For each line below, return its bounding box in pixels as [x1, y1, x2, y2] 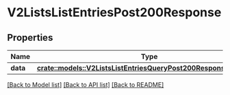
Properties [7, 32, 53, 43]
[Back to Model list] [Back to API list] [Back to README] [7, 81, 164, 89]
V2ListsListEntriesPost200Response [7, 5, 222, 20]
